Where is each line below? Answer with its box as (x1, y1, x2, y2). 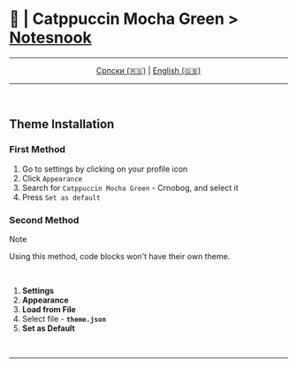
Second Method (9, 213, 80, 226)
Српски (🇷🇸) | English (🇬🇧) (95, 65, 202, 75)
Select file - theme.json (21, 313, 107, 324)
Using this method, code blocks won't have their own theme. (9, 250, 231, 261)
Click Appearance (21, 172, 83, 183)
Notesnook (9, 27, 92, 48)
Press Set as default (21, 191, 101, 203)
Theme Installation (9, 117, 115, 132)
